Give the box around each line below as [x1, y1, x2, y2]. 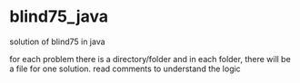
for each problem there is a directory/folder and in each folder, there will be [9, 53, 291, 64]
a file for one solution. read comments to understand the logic [9, 63, 241, 74]
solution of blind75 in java [9, 36, 106, 47]
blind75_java [9, 6, 109, 27]
